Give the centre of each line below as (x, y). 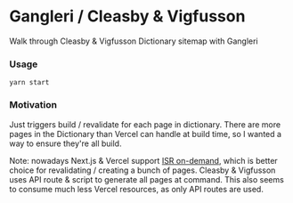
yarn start (29, 83)
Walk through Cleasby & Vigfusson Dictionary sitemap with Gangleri (134, 41)
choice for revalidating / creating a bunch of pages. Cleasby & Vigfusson (142, 170)
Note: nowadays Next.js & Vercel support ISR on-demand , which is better (143, 160)
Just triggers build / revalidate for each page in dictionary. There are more (145, 124)
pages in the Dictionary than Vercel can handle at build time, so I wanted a (146, 134)
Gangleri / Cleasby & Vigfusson (127, 16)
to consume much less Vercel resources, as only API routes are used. (137, 189)
